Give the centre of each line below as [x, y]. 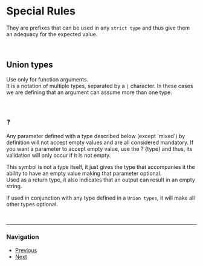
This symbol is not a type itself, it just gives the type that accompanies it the [101, 166]
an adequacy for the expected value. [52, 34]
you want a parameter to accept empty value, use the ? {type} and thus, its [99, 148]
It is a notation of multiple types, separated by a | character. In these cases [100, 86]
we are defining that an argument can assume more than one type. [89, 92]
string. [14, 186]
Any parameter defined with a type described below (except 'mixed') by [96, 136]
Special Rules [41, 11]
